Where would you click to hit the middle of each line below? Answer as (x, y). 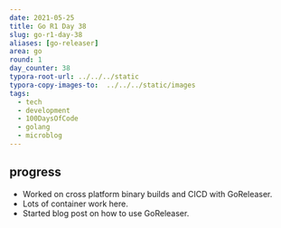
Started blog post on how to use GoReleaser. (106, 213)
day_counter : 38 (40, 69)
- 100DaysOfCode (48, 119)
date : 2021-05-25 (42, 18)
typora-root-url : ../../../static (75, 77)
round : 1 (26, 60)
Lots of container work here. (75, 204)
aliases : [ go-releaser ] (54, 43)
